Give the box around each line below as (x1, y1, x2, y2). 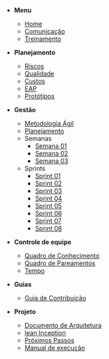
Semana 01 (34, 142, 68, 150)
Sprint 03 (34, 187, 63, 195)
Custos (24, 77, 46, 85)
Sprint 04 (34, 194, 63, 202)
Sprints (24, 164, 46, 172)
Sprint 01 (34, 172, 61, 180)
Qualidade (24, 70, 55, 78)
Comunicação (24, 28, 65, 35)
